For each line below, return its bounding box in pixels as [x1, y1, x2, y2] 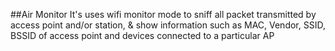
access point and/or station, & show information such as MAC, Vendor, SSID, [10, 19, 326, 31]
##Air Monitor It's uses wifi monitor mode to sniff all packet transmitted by [10, 9, 317, 20]
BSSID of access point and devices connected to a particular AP [10, 30, 275, 41]
